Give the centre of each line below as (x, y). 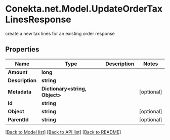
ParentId (18, 119)
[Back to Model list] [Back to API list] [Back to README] (63, 132)
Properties (22, 49)
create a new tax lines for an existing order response (60, 33)
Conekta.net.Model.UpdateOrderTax (84, 9)
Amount (18, 72)
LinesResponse (38, 19)
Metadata (20, 91)
